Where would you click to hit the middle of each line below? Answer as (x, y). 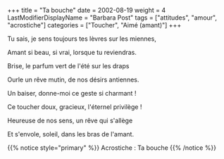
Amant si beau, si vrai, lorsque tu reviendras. (72, 52)
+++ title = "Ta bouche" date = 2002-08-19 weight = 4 (87, 10)
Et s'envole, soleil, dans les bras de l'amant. (71, 134)
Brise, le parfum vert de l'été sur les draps (68, 66)
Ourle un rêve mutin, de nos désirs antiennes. (73, 79)
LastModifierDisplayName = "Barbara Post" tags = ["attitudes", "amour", (112, 18)
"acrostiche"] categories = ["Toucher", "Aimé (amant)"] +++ (94, 25)
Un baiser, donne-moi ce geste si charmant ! (72, 93)
